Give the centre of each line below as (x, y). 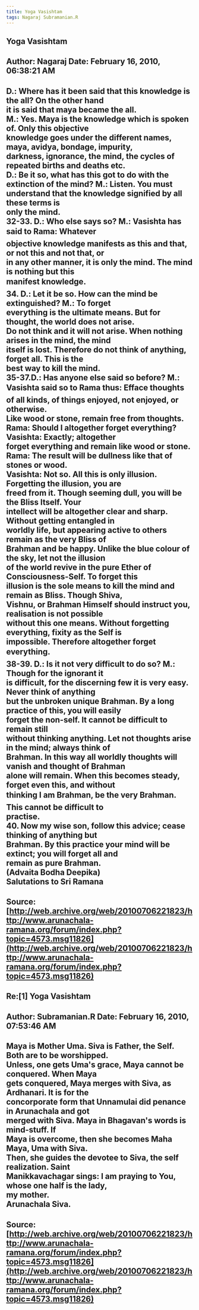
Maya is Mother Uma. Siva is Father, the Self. (90, 1046)
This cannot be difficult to (55, 807)
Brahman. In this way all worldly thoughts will (92, 757)
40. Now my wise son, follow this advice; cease (96, 826)
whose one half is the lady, (57, 1186)
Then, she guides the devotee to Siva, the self (93, 1158)
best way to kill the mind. (53, 368)
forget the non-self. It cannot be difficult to (87, 720)
